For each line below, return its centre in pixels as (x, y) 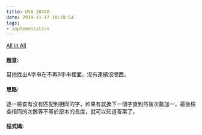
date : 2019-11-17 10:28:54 (40, 17)
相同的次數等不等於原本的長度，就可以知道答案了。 (75, 111)
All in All (16, 46)
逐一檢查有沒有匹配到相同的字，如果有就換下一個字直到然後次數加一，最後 (98, 104)
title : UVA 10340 (28, 12)
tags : (13, 23)
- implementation (28, 28)
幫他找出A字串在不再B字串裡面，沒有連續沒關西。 (68, 74)
